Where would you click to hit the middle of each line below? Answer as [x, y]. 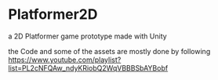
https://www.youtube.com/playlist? [65, 60]
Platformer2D [53, 15]
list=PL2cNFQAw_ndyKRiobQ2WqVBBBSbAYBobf [88, 67]
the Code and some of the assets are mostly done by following [109, 51]
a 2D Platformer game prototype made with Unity [87, 36]
